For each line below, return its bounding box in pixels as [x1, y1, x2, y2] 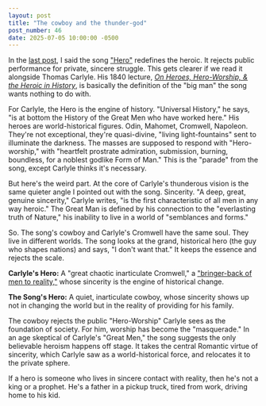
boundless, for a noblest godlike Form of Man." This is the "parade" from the [8, 155, 259, 165]
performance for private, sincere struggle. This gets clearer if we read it [8, 64, 243, 74]
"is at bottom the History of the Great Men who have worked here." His [8, 113, 240, 123]
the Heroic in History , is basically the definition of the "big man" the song [8, 81, 248, 90]
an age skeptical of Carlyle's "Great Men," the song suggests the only [8, 333, 237, 343]
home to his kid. [8, 390, 61, 400]
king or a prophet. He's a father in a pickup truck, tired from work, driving [8, 382, 248, 392]
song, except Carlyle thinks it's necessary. [8, 163, 147, 173]
